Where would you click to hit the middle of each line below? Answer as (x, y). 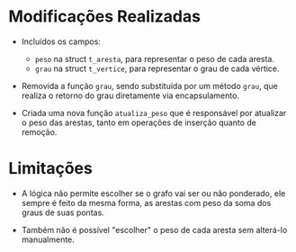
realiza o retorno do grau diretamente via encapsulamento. (130, 95)
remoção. (39, 131)
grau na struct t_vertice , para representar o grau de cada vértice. (157, 68)
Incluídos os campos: (61, 41)
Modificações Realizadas (105, 17)
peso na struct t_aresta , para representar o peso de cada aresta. (155, 58)
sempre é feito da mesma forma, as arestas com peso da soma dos (146, 202)
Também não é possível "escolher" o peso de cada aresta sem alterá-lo (154, 229)
